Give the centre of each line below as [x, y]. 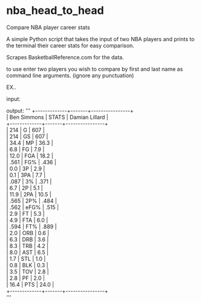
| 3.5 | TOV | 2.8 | [28, 271]
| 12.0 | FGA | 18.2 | [30, 156]
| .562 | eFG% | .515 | [33, 207]
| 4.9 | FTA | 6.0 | [27, 220]
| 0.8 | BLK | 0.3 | [27, 265]
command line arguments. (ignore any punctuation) [70, 75]
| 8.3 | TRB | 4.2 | [28, 245]
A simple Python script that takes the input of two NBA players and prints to [100, 39]
